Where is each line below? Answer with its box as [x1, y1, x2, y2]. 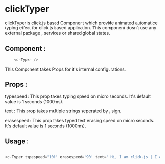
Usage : [5, 137, 29, 145]
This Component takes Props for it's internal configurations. [5, 66, 126, 72]
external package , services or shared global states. [5, 30, 110, 36]
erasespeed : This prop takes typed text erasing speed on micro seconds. [5, 118, 155, 124]
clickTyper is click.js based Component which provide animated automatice [5, 20, 158, 26]
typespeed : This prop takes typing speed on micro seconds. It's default [5, 93, 151, 99]
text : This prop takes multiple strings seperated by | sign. [5, 108, 122, 114]
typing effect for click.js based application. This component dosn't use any [5, 25, 157, 30]
